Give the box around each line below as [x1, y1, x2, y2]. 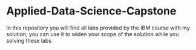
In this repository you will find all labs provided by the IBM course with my [6, 24, 191, 31]
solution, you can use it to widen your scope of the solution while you [6, 30, 180, 37]
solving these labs [6, 37, 52, 44]
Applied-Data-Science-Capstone [6, 4, 177, 18]
